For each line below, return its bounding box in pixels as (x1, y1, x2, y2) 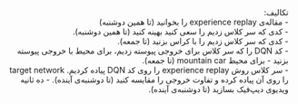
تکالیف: (263, 7, 289, 17)
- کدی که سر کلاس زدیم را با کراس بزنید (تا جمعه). (116, 36, 289, 46)
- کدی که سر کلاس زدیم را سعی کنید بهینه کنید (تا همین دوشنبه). (72, 26, 289, 37)
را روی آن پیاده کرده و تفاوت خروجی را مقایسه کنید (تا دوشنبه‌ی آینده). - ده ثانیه (19, 74, 289, 85)
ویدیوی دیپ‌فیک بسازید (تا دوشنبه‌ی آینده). (148, 84, 289, 94)
